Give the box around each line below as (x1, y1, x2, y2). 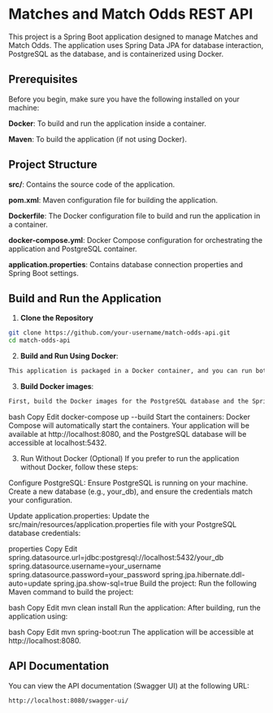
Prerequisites (8, 72, 78, 86)
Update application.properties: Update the (8, 511, 150, 521)
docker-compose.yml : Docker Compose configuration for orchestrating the (8, 235, 262, 244)
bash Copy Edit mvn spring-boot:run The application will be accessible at (8, 627, 254, 637)
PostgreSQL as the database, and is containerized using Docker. (8, 49, 224, 58)
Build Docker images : (19, 382, 94, 391)
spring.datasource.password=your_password (8, 569, 161, 579)
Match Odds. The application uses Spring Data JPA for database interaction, (8, 40, 264, 50)
